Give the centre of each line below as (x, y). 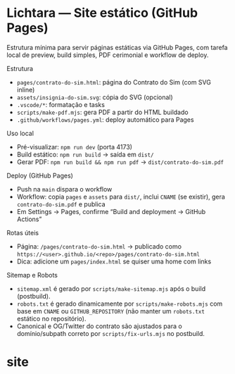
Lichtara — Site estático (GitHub (102, 13)
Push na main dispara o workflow (64, 189)
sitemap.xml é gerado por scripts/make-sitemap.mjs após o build (111, 288)
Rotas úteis (23, 232)
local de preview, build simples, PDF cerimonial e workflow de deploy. (108, 55)
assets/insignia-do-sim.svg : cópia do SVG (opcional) (95, 97)
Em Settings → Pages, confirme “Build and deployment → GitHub (111, 211)
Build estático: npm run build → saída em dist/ (85, 154)
